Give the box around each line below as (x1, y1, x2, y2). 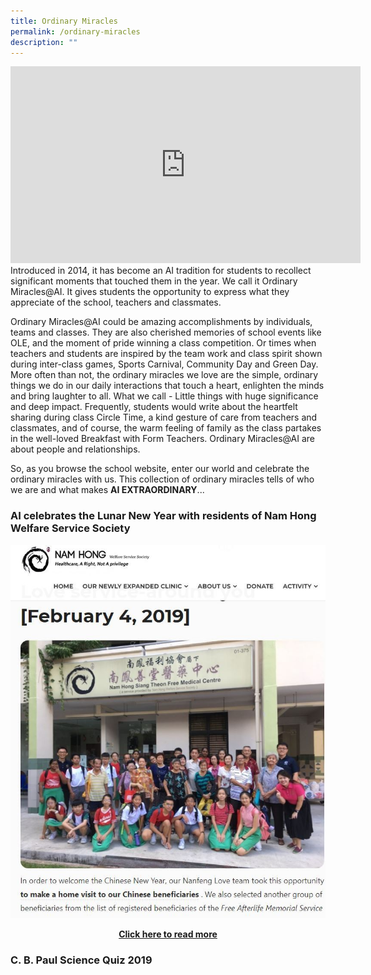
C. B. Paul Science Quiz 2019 (10, 953, 153, 967)
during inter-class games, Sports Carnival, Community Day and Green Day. (10, 358, 319, 370)
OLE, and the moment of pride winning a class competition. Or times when (10, 337, 317, 349)
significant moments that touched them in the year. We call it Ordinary (10, 275, 298, 287)
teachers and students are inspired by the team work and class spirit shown (10, 348, 323, 360)
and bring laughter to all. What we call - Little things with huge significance (10, 390, 319, 402)
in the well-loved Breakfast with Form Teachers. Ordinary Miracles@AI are (10, 433, 316, 445)
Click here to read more (118, 928, 218, 940)
